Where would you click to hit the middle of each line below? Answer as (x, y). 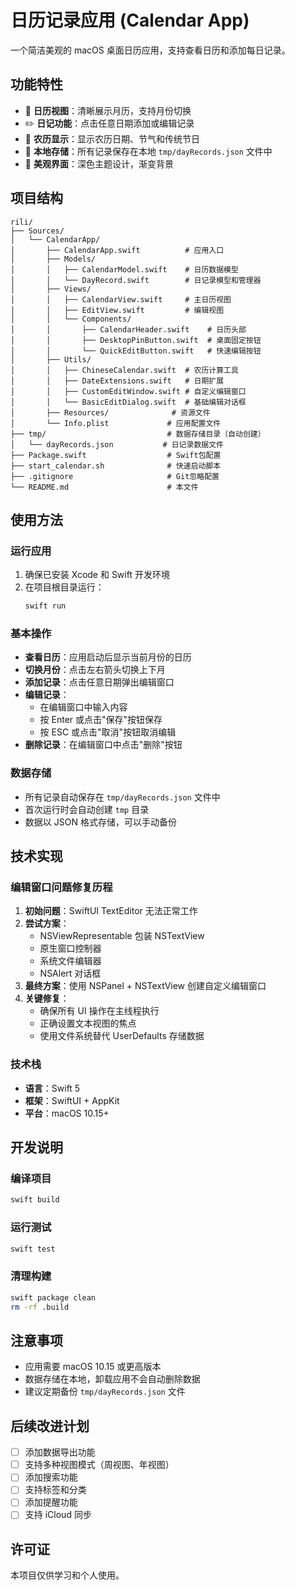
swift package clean (53, 1297)
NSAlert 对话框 (70, 973)
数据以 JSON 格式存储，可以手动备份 (100, 822)
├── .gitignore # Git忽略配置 (115, 476)
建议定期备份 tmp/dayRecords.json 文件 (105, 1392)
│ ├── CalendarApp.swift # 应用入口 (117, 250)
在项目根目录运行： (64, 587)
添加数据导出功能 (60, 1452)
